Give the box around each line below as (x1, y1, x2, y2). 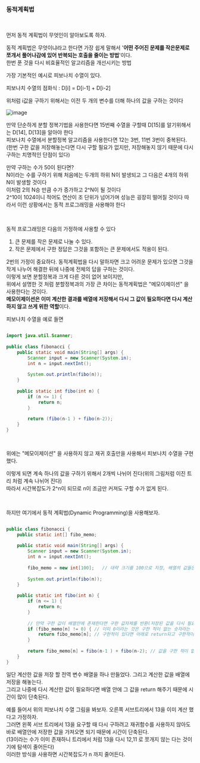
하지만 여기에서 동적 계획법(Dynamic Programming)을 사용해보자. (6, 509, 160, 516)
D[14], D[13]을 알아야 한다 (12, 129, 73, 136)
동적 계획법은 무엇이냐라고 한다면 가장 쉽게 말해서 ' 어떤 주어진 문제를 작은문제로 (6, 44, 190, 51)
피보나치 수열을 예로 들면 (6, 316, 64, 323)
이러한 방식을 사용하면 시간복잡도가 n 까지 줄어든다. (6, 750, 126, 758)
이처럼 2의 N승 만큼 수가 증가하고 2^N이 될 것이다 (6, 186, 121, 193)
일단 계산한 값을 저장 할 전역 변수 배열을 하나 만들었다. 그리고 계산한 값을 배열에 (6, 671, 190, 678)
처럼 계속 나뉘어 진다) (12, 477, 62, 484)
